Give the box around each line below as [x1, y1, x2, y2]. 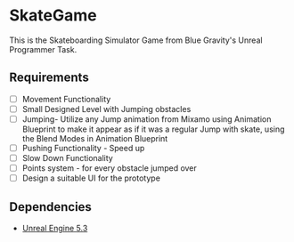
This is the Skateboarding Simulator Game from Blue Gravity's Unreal [9, 35, 263, 45]
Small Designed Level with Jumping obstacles [21, 103, 192, 114]
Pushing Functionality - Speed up [21, 142, 145, 153]
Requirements [9, 70, 89, 85]
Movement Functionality [21, 93, 111, 104]
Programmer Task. [9, 44, 78, 54]
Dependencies [9, 199, 92, 214]
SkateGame [9, 5, 97, 26]
